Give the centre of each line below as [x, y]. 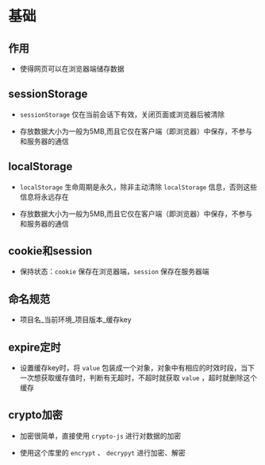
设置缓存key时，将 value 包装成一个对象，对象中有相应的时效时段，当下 [137, 368]
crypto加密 [36, 415]
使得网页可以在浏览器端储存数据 [72, 69]
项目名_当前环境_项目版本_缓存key [76, 320]
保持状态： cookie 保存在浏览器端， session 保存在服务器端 [114, 272]
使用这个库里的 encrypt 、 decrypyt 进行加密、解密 [102, 452]
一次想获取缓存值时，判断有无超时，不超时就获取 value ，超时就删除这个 [138, 378]
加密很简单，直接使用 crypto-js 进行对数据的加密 [100, 436]
